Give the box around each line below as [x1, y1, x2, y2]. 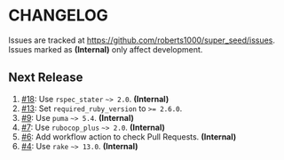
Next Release [8, 70, 83, 85]
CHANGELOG [8, 5, 108, 26]
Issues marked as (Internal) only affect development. [8, 44, 203, 54]
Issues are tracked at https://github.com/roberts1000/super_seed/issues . [8, 35, 276, 45]
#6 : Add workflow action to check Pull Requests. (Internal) [20, 131, 237, 142]
